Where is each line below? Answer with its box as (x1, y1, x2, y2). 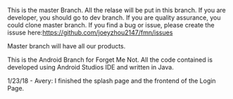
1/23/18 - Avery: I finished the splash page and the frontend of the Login (7, 77, 216, 85)
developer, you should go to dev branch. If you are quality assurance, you (7, 13, 221, 22)
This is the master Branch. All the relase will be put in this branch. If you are (7, 6, 227, 14)
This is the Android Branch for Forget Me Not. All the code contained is (7, 55, 213, 64)
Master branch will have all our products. (7, 42, 126, 50)
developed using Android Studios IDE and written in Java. (7, 63, 174, 71)
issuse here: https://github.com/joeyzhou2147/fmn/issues (7, 28, 173, 37)
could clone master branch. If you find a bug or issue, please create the (7, 21, 215, 29)
